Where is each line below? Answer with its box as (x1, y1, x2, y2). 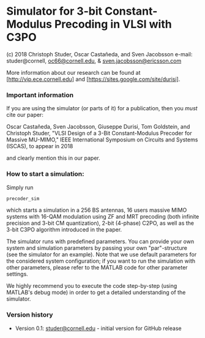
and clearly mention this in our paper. (6, 154, 101, 162)
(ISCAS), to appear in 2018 (6, 143, 73, 150)
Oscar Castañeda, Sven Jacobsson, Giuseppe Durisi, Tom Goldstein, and (6, 123, 190, 130)
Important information (6, 91, 74, 99)
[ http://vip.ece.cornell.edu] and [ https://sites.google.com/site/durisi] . (6, 75, 181, 83)
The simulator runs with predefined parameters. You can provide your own (6, 238, 195, 246)
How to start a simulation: (6, 170, 84, 178)
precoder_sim (6, 195, 40, 201)
